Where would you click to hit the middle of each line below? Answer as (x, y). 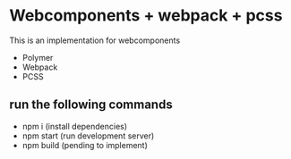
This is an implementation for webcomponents (95, 40)
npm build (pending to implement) (85, 145)
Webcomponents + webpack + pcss (146, 16)
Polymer (38, 57)
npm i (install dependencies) (75, 126)
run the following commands (91, 105)
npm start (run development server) (88, 136)
